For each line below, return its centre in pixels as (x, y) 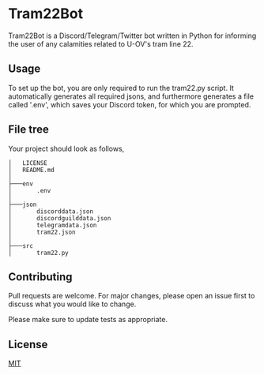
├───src (21, 246)
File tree (28, 130)
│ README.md (32, 170)
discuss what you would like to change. (72, 304)
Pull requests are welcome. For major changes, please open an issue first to (132, 296)
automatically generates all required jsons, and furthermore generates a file (131, 96)
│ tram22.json (42, 232)
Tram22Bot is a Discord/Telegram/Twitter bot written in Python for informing (132, 36)
